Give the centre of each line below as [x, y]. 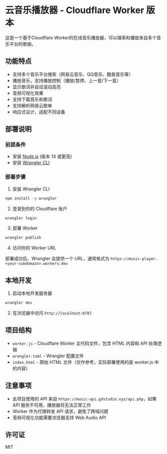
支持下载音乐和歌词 [32, 99]
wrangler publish [23, 238]
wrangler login [21, 218]
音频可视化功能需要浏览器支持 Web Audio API [59, 417]
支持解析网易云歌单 [32, 105]
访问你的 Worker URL [34, 248]
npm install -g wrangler [31, 198]
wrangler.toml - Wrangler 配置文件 [48, 356]
